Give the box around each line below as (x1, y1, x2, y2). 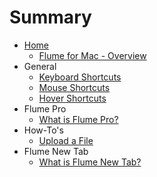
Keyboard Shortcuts (38, 71, 122, 83)
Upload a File (38, 134, 94, 146)
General (23, 60, 57, 72)
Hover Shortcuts (38, 92, 107, 104)
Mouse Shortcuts (38, 81, 111, 93)
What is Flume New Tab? (38, 156, 142, 168)
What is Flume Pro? (38, 113, 119, 125)
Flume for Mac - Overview (38, 49, 147, 61)
